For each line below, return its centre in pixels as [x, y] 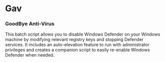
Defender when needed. [30, 55]
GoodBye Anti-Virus [30, 24]
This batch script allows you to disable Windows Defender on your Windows [83, 34]
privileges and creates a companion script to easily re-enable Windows [78, 50]
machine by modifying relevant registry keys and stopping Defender [74, 40]
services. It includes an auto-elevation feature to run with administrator [77, 45]
